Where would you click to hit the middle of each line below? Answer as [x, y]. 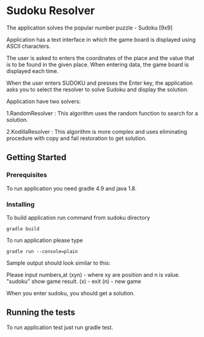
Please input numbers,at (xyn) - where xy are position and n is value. [93, 274]
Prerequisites [27, 175]
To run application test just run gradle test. [60, 327]
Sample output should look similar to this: [59, 263]
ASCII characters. [28, 46]
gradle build [23, 229]
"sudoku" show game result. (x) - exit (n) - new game [74, 281]
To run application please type [45, 240]
